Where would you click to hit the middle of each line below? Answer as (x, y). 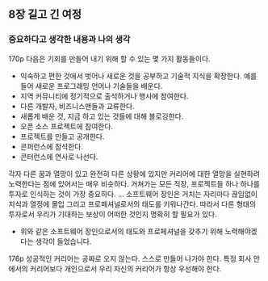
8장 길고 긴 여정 (45, 15)
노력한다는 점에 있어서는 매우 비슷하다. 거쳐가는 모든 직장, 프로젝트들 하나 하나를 (134, 183)
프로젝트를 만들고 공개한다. (62, 136)
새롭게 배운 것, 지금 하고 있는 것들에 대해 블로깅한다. (102, 116)
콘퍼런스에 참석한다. (51, 146)
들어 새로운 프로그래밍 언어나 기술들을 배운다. (91, 86)
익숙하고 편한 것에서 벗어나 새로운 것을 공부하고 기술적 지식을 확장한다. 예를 (138, 76)
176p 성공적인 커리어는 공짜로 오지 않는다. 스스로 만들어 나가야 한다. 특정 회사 (130, 258)
